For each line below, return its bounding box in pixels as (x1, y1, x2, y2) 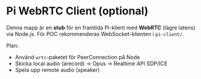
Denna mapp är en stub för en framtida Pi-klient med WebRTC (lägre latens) (6, 24, 196, 31)
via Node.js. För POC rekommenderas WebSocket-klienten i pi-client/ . (6, 30, 184, 37)
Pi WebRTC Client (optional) (6, 4, 149, 18)
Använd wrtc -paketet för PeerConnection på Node (14, 53, 140, 60)
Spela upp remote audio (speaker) (14, 66, 100, 73)
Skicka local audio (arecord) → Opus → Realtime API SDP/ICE (14, 60, 168, 67)
